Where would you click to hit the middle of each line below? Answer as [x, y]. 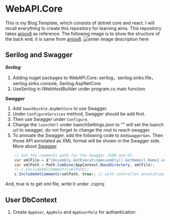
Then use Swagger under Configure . [51, 119]
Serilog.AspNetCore [80, 83]
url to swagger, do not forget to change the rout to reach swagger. [81, 130]
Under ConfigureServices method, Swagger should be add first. [79, 114]
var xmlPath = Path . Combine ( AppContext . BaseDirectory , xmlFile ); [85, 165]
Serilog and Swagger [39, 55]
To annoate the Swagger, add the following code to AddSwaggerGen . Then [88, 135]
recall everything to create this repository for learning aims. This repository [83, 28]
